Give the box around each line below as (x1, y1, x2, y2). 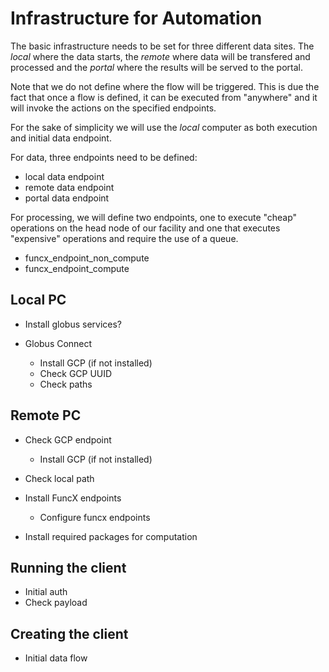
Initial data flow (24, 652, 88, 664)
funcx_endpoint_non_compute (24, 252, 150, 264)
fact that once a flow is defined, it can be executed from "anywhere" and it (10, 91, 318, 103)
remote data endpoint (24, 181, 115, 193)
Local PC (10, 292, 67, 309)
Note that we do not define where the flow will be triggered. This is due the (10, 80, 320, 92)
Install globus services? (24, 318, 123, 330)
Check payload (24, 597, 88, 609)
